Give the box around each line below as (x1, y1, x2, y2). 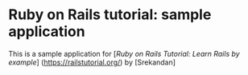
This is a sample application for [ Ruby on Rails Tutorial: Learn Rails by (8, 49, 240, 58)
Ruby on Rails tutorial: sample (8, 6, 212, 24)
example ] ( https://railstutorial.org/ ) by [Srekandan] (8, 57, 176, 67)
